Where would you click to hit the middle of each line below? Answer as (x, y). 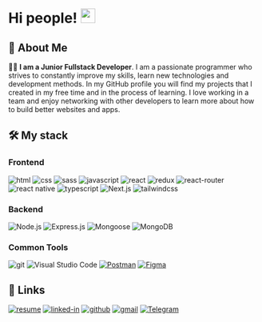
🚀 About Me (38, 48)
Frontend (26, 163)
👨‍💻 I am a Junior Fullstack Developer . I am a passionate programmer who (131, 67)
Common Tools (38, 247)
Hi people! (43, 18)
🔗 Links (27, 290)
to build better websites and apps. (64, 109)
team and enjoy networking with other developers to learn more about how (131, 101)
